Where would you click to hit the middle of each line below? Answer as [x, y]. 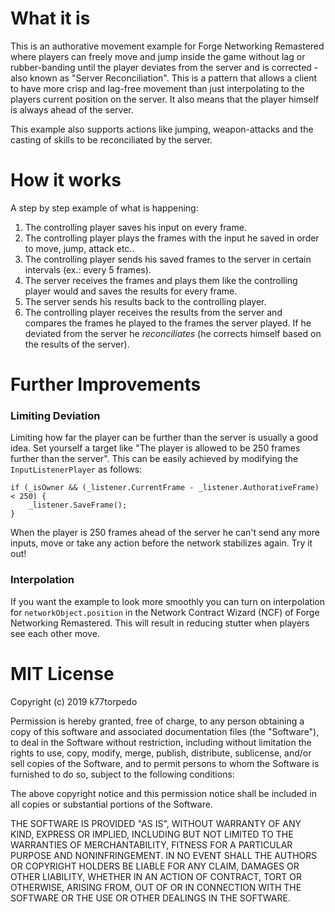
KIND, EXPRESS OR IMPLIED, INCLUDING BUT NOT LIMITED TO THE [152, 834]
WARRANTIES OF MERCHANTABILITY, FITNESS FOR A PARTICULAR [151, 844]
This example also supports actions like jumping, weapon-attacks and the [162, 129]
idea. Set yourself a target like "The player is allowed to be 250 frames [155, 448]
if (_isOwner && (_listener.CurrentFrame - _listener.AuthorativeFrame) [165, 488]
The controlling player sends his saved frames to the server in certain [168, 259]
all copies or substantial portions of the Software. [111, 804]
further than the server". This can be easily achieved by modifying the [154, 459]
